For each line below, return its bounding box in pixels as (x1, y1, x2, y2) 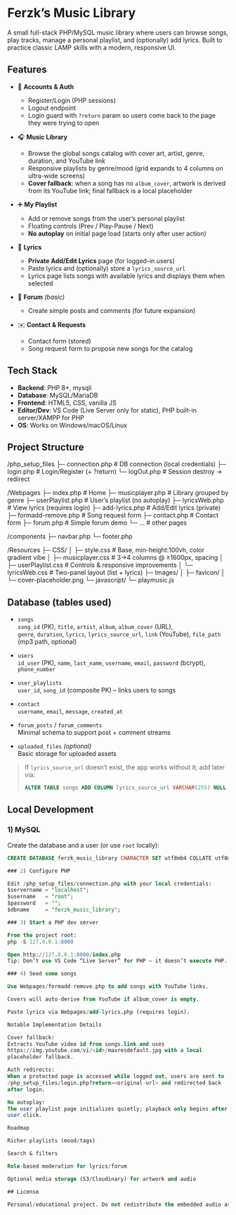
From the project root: (7, 932, 77, 939)
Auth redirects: (7, 1066, 55, 1073)
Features (7, 63, 47, 75)
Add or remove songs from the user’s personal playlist (27, 214, 185, 223)
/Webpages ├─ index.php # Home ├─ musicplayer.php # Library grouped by (7, 489, 229, 497)
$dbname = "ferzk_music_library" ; (7, 906, 121, 913)
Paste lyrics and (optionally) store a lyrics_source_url (27, 264, 186, 272)
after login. (7, 1086, 46, 1093)
